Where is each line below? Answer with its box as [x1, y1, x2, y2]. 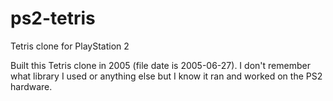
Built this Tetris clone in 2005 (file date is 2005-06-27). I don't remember [10, 59, 311, 71]
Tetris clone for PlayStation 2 [10, 40, 130, 52]
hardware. [10, 80, 53, 92]
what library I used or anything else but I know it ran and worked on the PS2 [10, 70, 323, 82]
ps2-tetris [10, 7, 96, 30]
